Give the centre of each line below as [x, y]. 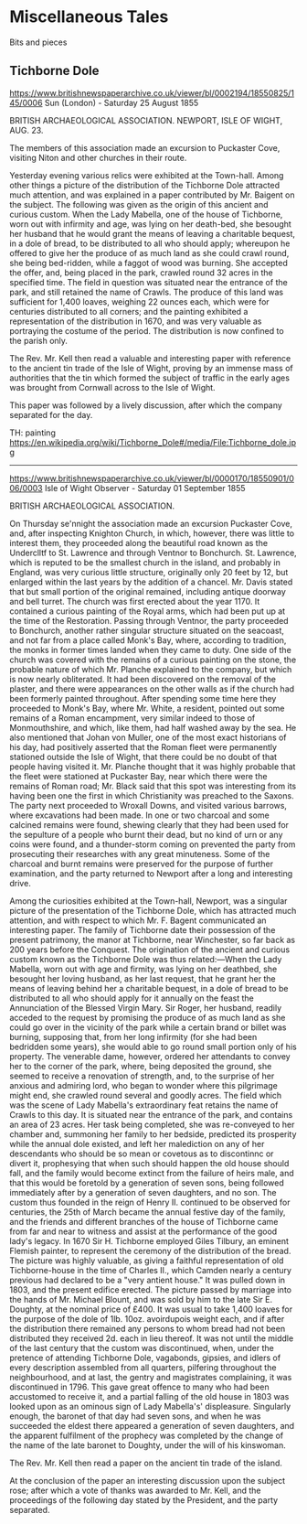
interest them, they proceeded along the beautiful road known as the [138, 542]
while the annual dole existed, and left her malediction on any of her [137, 1143]
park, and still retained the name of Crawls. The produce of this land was [147, 292]
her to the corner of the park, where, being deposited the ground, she [141, 1066]
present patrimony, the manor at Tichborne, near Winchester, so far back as [153, 939]
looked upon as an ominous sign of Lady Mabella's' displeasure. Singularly [150, 1406]
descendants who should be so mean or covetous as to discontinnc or [142, 1154]
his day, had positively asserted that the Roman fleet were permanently [143, 746]
